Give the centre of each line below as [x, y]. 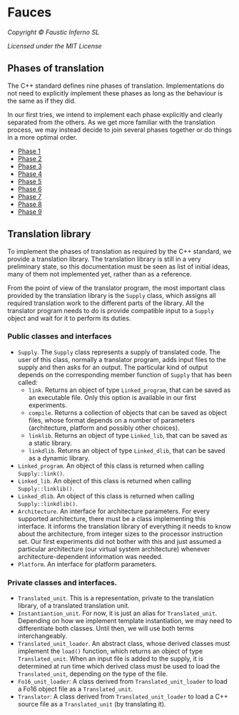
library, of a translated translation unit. [73, 606]
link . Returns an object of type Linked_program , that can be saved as [129, 390]
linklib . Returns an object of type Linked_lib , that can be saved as [128, 435]
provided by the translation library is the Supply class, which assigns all [112, 295]
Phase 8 [30, 204]
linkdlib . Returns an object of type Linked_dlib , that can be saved [127, 451]
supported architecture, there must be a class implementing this [112, 518]
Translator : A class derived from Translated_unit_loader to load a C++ [123, 696]
